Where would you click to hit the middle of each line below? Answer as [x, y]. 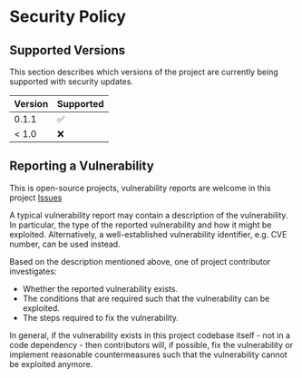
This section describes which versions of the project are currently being [144, 72]
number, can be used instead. [65, 244]
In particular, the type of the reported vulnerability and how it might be [141, 225]
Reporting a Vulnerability [82, 166]
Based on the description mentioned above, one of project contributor [140, 261]
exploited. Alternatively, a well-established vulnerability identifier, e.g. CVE [148, 234]
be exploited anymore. [51, 363]
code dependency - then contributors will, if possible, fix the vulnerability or [151, 344]
